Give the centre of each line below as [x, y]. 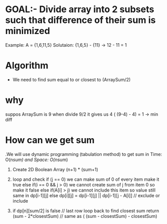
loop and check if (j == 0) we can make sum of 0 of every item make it [86, 179]
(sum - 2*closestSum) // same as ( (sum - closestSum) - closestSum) [85, 216]
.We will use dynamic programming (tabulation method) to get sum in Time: [84, 154]
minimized [28, 31]
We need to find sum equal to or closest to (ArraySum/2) [71, 79]
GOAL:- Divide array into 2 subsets [80, 9]
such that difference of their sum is [80, 20]
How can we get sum [50, 140]
